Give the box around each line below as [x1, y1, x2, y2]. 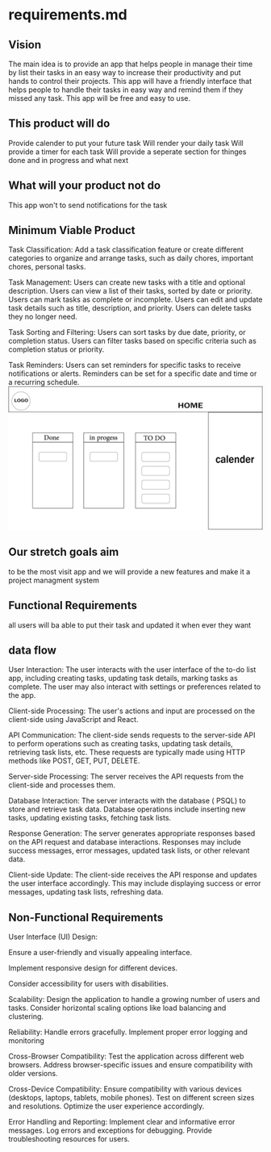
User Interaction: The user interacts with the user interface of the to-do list [8, 665, 256, 674]
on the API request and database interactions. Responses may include [8, 837, 242, 847]
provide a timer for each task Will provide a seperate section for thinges [8, 147, 247, 157]
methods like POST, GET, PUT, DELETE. [8, 756, 140, 766]
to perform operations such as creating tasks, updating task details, [8, 739, 234, 749]
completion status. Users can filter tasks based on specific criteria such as [8, 336, 256, 346]
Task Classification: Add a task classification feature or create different [8, 244, 244, 255]
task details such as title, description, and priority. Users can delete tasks [8, 303, 252, 313]
